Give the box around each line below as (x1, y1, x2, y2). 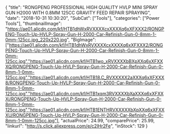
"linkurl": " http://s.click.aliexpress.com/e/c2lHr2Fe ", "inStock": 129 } (5, 123, 148, 129)
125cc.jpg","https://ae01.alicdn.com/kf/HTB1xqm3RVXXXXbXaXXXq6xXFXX (5, 91, 164, 96)
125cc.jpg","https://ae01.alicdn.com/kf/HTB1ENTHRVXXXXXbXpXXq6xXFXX (5, 107, 165, 113)
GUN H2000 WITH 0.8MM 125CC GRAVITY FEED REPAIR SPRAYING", (5, 10, 151, 16)
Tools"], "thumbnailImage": (5, 20, 62, 26)
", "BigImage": (67, 37, 96, 43)
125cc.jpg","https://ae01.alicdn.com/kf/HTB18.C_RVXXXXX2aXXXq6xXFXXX (5, 75, 164, 80)
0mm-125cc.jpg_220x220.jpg (5, 37, 67, 43)
